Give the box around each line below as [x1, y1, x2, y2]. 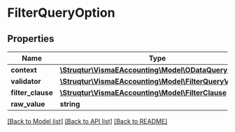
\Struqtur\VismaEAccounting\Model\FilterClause [59, 88, 227, 97]
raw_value [10, 99, 45, 109]
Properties [7, 33, 55, 45]
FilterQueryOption [7, 5, 115, 21]
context [10, 65, 37, 75]
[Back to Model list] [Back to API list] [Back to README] [7, 117, 168, 125]
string [59, 99, 80, 109]
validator [10, 77, 41, 86]
